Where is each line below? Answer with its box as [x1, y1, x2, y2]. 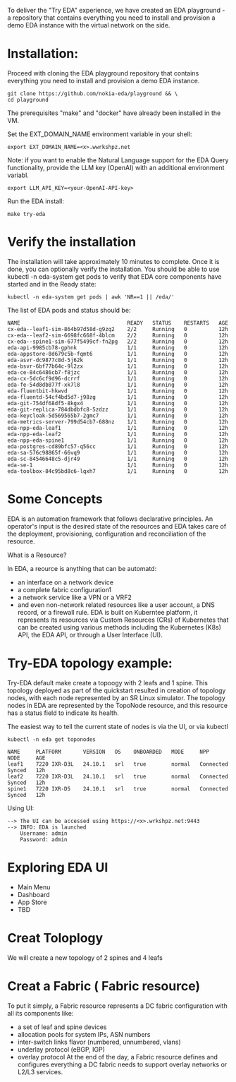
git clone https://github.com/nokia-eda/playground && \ [7, 90, 178, 97]
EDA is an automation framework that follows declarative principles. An [7, 515, 213, 523]
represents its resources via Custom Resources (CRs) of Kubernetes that [17, 615, 229, 624]
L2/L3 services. [17, 1067, 63, 1076]
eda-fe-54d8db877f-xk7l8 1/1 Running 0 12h [7, 381, 229, 388]
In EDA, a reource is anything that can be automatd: [7, 564, 157, 572]
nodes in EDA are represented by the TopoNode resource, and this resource [7, 701, 228, 709]
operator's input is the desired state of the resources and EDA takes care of [7, 522, 227, 530]
